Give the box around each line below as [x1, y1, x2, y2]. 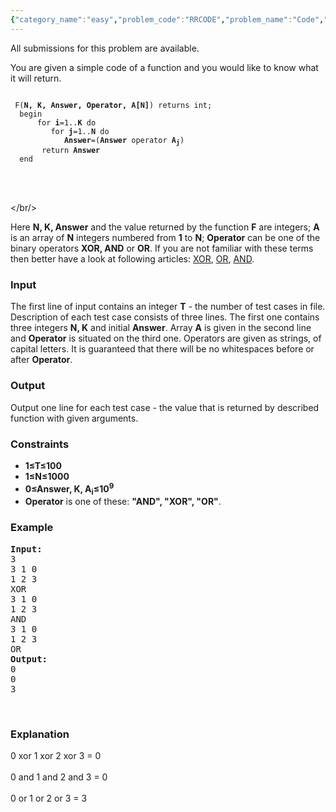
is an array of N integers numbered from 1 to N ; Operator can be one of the [10, 232, 321, 243]
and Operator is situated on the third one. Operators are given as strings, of [10, 332, 322, 345]
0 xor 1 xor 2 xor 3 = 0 [10, 749, 102, 761]
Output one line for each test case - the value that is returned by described [10, 401, 320, 413]
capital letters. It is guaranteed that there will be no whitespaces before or [10, 343, 315, 355]
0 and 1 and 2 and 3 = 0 [10, 771, 108, 783]
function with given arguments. [10, 412, 139, 424]
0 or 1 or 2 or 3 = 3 [10, 792, 88, 804]
